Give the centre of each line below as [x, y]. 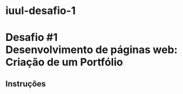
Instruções [26, 84]
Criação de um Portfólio [64, 62]
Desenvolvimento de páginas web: [91, 50]
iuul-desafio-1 [40, 11]
